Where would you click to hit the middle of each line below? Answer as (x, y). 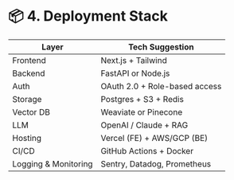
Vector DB (31, 112)
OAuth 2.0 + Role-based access (161, 86)
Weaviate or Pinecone (142, 112)
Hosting (27, 138)
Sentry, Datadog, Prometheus (156, 163)
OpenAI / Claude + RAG (144, 125)
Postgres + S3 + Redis (142, 99)
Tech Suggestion (161, 47)
